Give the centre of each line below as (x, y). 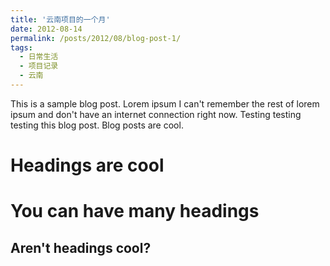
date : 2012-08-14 (46, 29)
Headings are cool (87, 165)
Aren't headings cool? (81, 247)
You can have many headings (135, 211)
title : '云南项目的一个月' (60, 19)
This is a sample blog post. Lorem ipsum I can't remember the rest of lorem (165, 103)
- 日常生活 (39, 57)
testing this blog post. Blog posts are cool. (97, 125)
